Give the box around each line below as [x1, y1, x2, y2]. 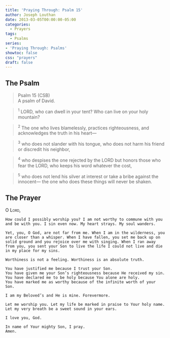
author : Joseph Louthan [5, 12, 56, 17]
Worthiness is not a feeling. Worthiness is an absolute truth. [5, 257, 145, 262]
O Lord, [5, 207, 21, 213]
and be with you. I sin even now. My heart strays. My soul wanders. [5, 221, 156, 227]
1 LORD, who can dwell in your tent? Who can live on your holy [17, 108, 149, 115]
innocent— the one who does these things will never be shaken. [17, 178, 152, 185]
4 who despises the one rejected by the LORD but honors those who [17, 156, 161, 163]
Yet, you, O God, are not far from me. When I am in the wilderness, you [5, 231, 165, 236]
